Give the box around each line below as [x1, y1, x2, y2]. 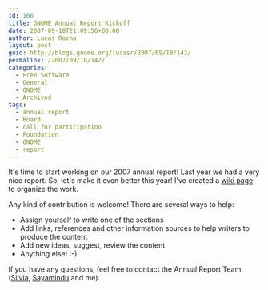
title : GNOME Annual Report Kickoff [8, 19, 130, 27]
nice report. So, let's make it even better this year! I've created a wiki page [8, 176, 254, 185]
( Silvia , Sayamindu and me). [8, 273, 101, 283]
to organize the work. [8, 185, 78, 194]
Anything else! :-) [19, 249, 78, 259]
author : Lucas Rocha [8, 34, 78, 42]
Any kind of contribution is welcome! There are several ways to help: [8, 200, 234, 209]
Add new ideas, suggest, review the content [19, 240, 166, 250]
